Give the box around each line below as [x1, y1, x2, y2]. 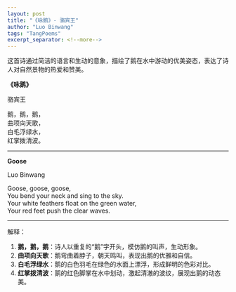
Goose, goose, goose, [7, 184, 72, 193]
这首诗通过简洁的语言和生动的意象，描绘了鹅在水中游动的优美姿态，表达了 [7, 57, 223, 65]
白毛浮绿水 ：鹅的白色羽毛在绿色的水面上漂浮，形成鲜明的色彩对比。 [17, 260, 215, 269]
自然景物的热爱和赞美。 [19, 65, 88, 74]
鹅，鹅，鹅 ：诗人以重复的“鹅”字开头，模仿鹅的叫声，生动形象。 [17, 243, 202, 251]
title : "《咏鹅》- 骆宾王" [7, 17, 79, 24]
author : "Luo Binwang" [7, 23, 74, 30]
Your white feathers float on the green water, [7, 199, 137, 208]
